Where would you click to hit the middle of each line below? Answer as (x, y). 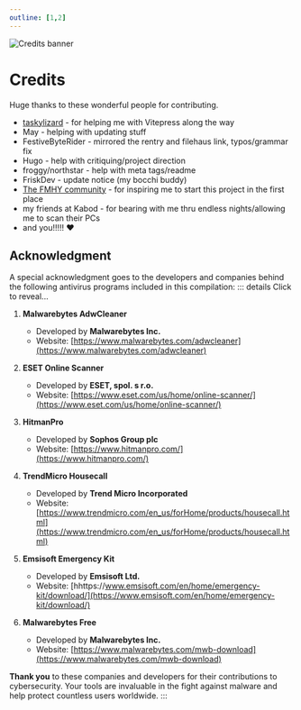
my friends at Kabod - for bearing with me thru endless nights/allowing (154, 208)
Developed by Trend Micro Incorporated (112, 494)
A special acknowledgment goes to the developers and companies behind (147, 278)
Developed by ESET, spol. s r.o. (95, 386)
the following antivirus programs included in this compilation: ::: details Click (150, 287)
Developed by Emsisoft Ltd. (88, 577)
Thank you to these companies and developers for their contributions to (143, 677)
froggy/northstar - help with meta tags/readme (109, 170)
